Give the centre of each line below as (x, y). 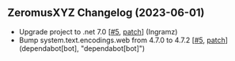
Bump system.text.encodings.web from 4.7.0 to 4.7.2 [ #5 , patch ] (123, 40)
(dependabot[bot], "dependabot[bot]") (82, 48)
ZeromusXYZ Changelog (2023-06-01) (106, 13)
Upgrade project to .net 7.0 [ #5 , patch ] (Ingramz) (98, 31)
